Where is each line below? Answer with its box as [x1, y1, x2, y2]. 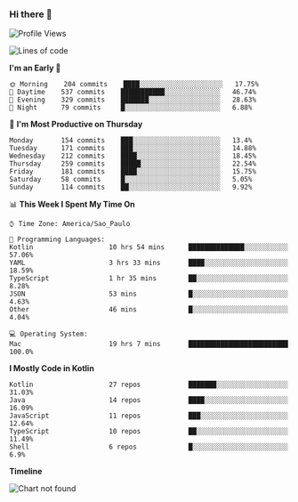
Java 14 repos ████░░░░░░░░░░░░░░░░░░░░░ [9, 396, 289, 405]
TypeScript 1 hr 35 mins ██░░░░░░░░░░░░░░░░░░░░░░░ [9, 274, 289, 283]
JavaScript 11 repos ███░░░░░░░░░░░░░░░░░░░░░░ [9, 411, 289, 421]
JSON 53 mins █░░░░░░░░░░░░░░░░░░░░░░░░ [9, 289, 289, 299]
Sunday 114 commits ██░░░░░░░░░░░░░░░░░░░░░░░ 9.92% [9, 182, 253, 192]
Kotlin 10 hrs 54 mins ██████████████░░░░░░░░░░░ [9, 243, 289, 252]
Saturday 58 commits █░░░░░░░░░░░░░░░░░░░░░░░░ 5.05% [9, 175, 253, 184]
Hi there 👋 [9, 8, 53, 20]
